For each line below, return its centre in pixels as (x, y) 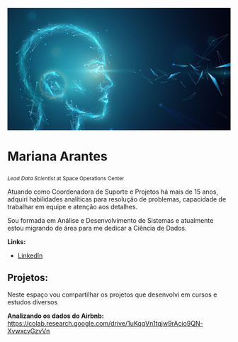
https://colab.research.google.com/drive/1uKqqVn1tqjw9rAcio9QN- (105, 324)
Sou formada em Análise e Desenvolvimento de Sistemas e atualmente (110, 220)
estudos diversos (33, 302)
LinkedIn (30, 255)
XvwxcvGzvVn (29, 331)
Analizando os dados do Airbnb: (56, 316)
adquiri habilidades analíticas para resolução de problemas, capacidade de (117, 199)
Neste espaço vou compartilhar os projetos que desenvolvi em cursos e (112, 294)
